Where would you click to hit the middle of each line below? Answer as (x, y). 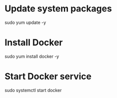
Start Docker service (48, 76)
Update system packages (58, 9)
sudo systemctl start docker (33, 90)
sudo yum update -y (26, 22)
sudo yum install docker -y (32, 56)
